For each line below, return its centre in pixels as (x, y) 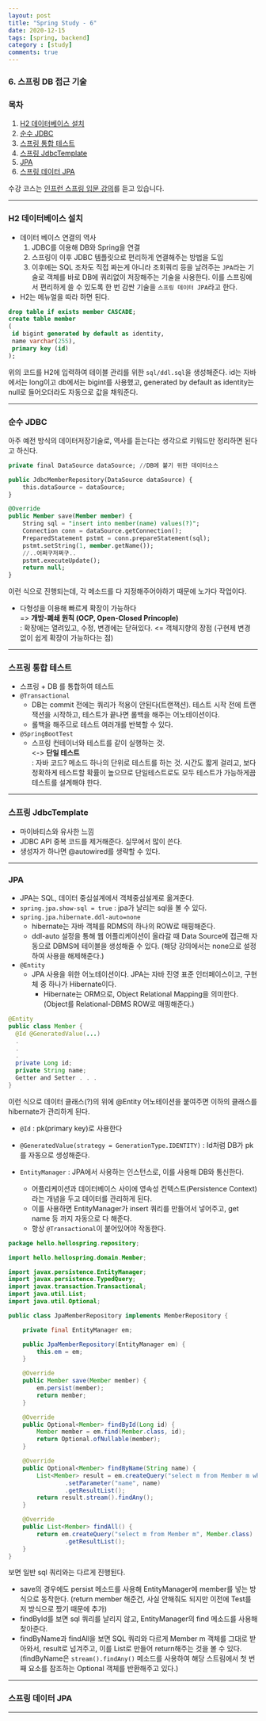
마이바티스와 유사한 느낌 (57, 831)
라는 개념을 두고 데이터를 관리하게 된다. (92, 1199)
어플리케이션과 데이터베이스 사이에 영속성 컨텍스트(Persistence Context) (144, 1188)
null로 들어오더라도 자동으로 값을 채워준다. (73, 392)
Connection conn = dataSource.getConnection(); (102, 531)
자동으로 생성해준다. (59, 1155)
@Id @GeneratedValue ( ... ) (58, 1034)
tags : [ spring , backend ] (49, 38)
